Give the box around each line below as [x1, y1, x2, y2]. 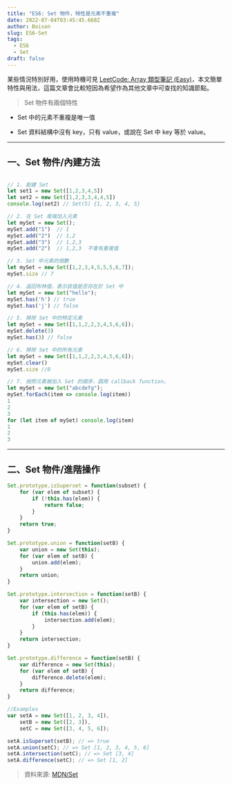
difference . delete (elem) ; [32, 674, 107, 681]
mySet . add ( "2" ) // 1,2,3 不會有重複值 [7, 245, 119, 252]
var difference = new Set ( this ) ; [19, 661, 116, 668]
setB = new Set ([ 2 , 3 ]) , [19, 719, 91, 726]
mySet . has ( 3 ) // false [7, 334, 72, 341]
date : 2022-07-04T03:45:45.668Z [7, 17, 100, 24]
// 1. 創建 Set [7, 181, 49, 188]
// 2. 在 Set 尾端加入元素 [7, 213, 77, 220]
